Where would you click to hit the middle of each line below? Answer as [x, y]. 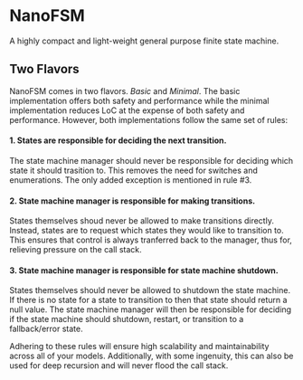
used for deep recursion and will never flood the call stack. [119, 366]
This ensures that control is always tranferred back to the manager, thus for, [151, 240]
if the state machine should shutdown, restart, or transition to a [127, 319]
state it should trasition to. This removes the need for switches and [133, 170]
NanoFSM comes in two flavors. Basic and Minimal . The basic [125, 90]
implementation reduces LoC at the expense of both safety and [127, 110]
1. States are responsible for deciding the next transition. [118, 140]
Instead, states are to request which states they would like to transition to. [147, 231]
